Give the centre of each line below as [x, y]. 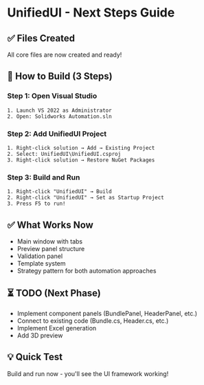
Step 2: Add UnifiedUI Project [57, 134]
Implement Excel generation [57, 328]
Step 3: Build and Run [44, 177]
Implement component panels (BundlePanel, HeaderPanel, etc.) [107, 313]
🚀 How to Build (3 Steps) [60, 76]
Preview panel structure [51, 249]
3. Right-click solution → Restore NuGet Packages [81, 160]
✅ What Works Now [50, 225]
